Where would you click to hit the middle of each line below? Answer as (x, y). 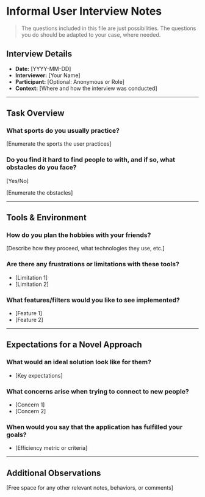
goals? (16, 435)
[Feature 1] (29, 313)
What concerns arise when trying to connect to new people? (98, 391)
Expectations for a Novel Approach (74, 345)
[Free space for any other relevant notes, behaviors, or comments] (90, 488)
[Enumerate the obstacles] (40, 192)
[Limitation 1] (31, 277)
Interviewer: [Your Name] (48, 75)
